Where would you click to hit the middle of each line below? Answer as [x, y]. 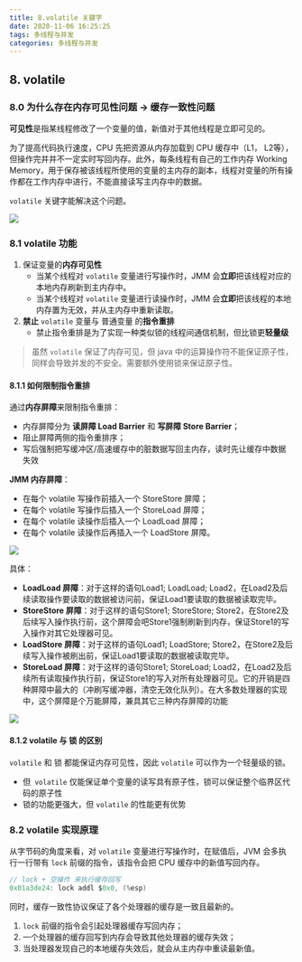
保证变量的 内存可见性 [62, 265]
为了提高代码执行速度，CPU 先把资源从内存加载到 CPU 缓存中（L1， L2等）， [151, 147]
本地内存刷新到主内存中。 [83, 288]
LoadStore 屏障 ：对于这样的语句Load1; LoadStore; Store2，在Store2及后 [158, 645]
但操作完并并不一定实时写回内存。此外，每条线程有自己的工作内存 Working [148, 158]
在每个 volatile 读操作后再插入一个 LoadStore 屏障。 [119, 533]
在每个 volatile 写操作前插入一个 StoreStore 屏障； [115, 499]
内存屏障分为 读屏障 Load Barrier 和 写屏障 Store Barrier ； [131, 427]
